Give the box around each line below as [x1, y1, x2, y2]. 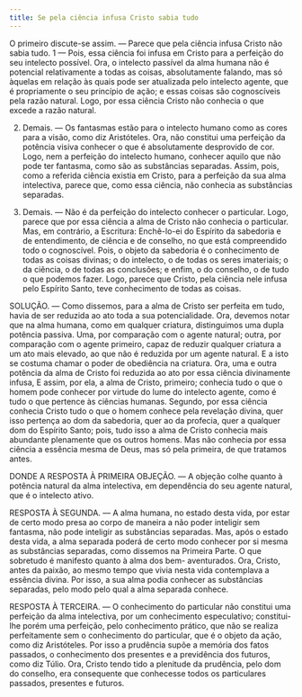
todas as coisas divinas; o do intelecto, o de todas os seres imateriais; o [22, 254, 289, 265]
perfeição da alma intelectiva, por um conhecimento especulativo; [9, 611, 254, 621]
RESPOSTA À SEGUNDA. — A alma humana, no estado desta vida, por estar [9, 507, 290, 518]
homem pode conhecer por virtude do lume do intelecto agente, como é [9, 386, 277, 397]
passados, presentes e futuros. [9, 677, 125, 688]
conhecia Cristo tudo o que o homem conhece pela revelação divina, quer [9, 406, 284, 416]
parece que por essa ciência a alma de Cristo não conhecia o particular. [22, 216, 289, 227]
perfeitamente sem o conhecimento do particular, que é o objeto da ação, [9, 630, 282, 640]
